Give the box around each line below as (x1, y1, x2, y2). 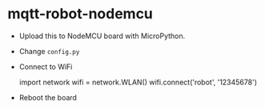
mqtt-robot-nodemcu (7, 5, 154, 23)
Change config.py (18, 46, 80, 56)
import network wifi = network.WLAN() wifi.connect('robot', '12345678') (18, 77, 258, 87)
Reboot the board (18, 92, 78, 102)
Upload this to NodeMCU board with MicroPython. (18, 31, 186, 41)
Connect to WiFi (18, 61, 73, 72)
